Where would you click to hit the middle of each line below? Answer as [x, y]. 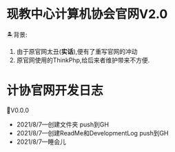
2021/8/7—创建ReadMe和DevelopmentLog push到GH [93, 133]
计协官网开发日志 [55, 91]
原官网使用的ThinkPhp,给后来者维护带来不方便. [83, 60]
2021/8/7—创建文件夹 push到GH [63, 124]
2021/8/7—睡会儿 [41, 142]
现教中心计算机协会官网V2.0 [87, 14]
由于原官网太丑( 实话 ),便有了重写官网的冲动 [77, 51]
